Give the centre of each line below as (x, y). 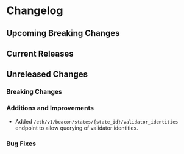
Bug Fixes (21, 144)
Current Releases (40, 53)
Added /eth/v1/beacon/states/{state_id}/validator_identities (97, 121)
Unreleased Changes (47, 75)
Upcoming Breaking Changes (63, 33)
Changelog (35, 11)
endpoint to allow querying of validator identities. (76, 128)
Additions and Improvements (50, 108)
